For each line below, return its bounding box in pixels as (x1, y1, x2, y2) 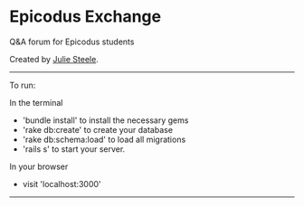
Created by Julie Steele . (9, 53, 100, 64)
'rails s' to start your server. (22, 143, 126, 155)
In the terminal (9, 97, 63, 108)
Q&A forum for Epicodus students (9, 36, 135, 47)
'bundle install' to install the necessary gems (22, 115, 189, 126)
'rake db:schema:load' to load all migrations (22, 134, 186, 145)
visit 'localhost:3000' (22, 178, 101, 189)
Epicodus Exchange (9, 6, 161, 27)
